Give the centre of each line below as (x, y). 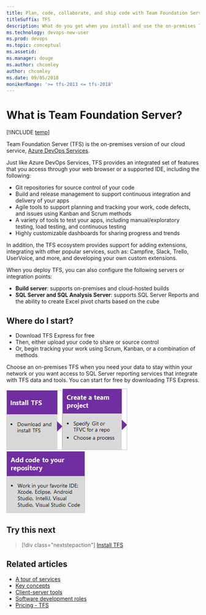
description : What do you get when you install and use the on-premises (101, 26)
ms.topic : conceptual (34, 45)
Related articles (37, 564)
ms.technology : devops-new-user (48, 33)
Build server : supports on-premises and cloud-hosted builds (92, 288)
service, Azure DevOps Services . (48, 151)
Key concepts (32, 586)
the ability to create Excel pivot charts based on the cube (87, 301)
